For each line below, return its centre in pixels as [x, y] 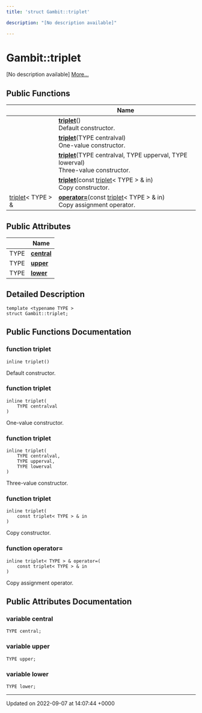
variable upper [28, 647]
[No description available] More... [47, 74]
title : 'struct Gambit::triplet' [48, 12]
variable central [30, 619]
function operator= [35, 548]
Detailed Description [46, 294]
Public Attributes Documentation [69, 602]
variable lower [28, 674]
